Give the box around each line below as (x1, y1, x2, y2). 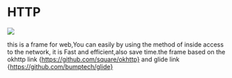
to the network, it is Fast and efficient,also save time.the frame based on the (7, 47, 226, 56)
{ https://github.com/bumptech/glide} (7, 62, 114, 70)
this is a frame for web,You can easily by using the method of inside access (7, 40, 224, 49)
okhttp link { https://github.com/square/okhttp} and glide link (7, 55, 180, 63)
